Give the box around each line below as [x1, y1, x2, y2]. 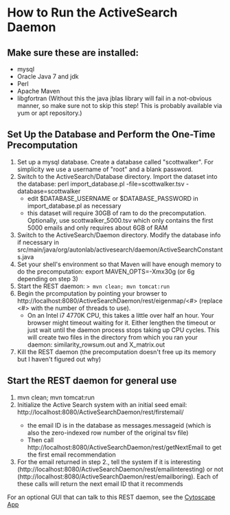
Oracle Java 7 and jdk [16, 72, 79, 80]
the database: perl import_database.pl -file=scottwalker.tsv [16, 179, 185, 188]
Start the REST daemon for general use [7, 375, 177, 386]
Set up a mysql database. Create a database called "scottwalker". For [16, 157, 214, 166]
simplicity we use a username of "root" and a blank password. [16, 165, 194, 173]
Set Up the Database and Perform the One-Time [7, 129, 216, 140]
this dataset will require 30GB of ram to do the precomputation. [27, 208, 207, 217]
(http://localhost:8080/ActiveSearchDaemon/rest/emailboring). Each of [16, 472, 218, 481]
